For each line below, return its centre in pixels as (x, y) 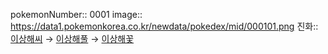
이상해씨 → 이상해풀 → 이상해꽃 (72, 38)
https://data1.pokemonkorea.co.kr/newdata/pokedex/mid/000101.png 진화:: (164, 26)
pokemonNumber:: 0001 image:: (76, 14)
